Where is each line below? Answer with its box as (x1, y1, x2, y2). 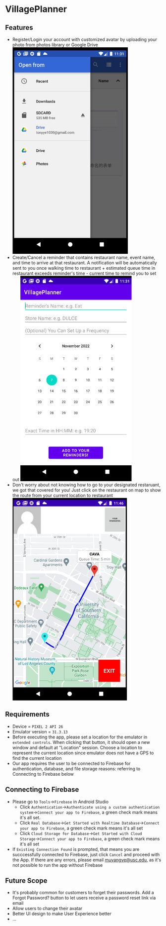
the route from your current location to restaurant (12, 493, 113, 498)
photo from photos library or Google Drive (12, 42, 98, 48)
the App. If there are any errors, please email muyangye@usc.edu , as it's (12, 857, 162, 863)
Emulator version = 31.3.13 (12, 728, 68, 734)
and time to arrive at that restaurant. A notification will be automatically (12, 260, 157, 266)
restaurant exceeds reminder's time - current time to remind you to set (12, 270, 157, 276)
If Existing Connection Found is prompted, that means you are (12, 846, 140, 852)
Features (5, 23, 33, 32)
